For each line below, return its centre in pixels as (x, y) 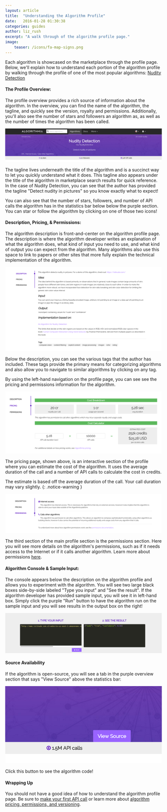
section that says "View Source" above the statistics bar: (63, 679)
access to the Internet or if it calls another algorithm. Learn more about (78, 552)
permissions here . (24, 557)
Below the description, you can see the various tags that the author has (78, 359)
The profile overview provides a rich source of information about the (75, 100)
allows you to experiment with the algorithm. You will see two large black (80, 584)
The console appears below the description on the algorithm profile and (79, 580)
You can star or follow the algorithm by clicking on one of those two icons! (81, 211)
